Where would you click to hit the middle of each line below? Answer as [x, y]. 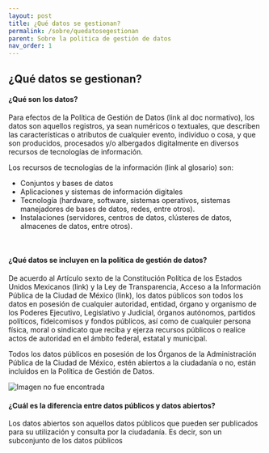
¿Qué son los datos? [43, 99]
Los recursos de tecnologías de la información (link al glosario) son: [121, 167]
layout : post [30, 16]
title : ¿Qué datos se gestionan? [65, 23]
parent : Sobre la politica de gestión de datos [90, 38]
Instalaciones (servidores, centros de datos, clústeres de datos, [126, 217]
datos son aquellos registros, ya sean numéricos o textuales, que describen [134, 125]
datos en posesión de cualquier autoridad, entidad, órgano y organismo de [132, 303]
